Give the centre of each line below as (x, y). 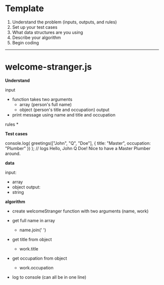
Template (24, 9)
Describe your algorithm (36, 38)
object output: (26, 187)
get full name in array (33, 220)
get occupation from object (40, 258)
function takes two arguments (42, 99)
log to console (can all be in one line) (49, 277)
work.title (29, 248)
